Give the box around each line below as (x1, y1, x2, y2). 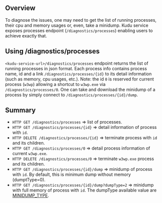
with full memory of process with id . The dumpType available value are (12, 187, 157, 193)
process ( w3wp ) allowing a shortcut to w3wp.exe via (5, 81, 106, 87)
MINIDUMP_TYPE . (12, 193, 49, 199)
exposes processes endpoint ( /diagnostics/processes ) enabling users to (5, 27, 153, 34)
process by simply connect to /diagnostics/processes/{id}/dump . (5, 91, 138, 98)
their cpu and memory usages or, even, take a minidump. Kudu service (5, 22, 149, 28)
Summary (5, 106, 36, 115)
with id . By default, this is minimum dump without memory (12, 171, 131, 177)
